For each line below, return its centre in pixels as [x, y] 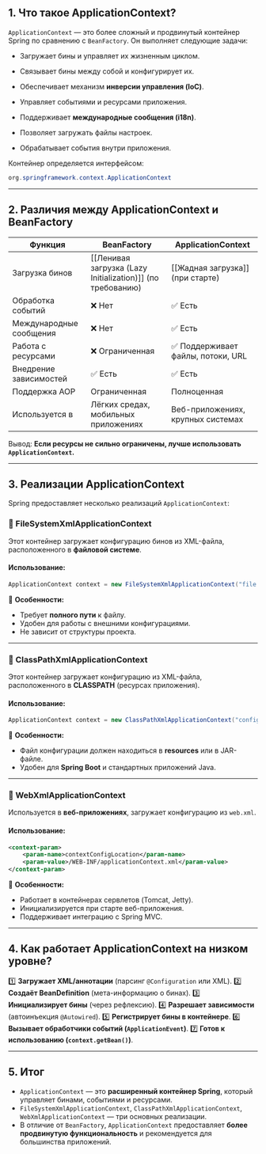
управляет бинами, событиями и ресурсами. [96, 1099]
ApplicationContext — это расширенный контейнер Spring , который [136, 1091]
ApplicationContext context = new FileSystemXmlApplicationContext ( [123, 584]
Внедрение [34, 369]
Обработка [34, 300]
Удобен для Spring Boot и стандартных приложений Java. [118, 768]
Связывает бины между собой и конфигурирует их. [107, 71]
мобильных [113, 414]
